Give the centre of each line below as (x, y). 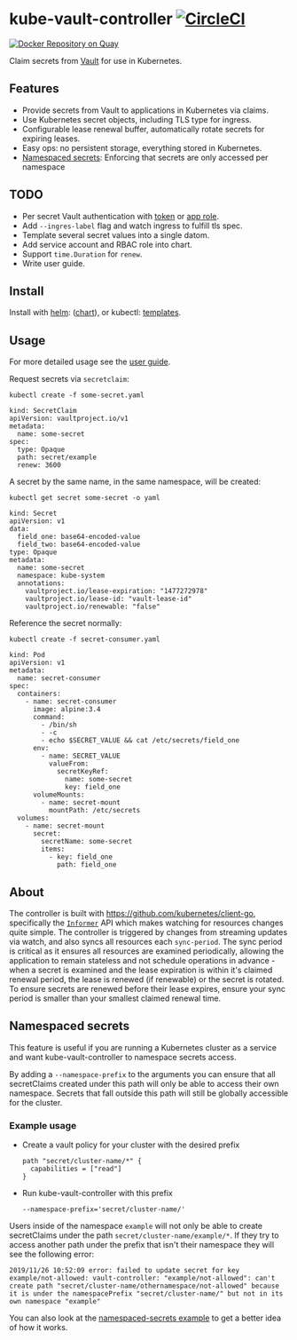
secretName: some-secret (87, 842)
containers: (39, 694)
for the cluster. (36, 1102)
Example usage (43, 1125)
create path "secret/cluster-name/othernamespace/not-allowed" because (144, 1286)
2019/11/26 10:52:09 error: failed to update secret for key (125, 1271)
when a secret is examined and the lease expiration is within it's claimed (141, 970)
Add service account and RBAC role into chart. (107, 244)
